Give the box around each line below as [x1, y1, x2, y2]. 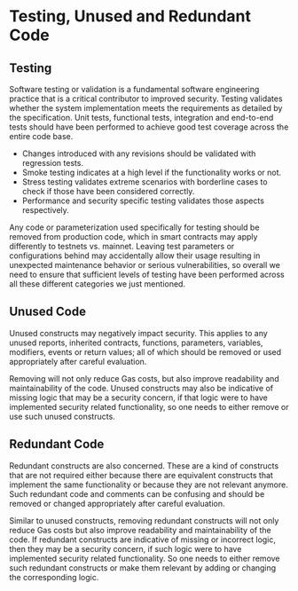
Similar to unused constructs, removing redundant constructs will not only [9, 515, 279, 525]
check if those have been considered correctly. [21, 186, 195, 196]
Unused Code [9, 304, 87, 319]
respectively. [21, 205, 69, 215]
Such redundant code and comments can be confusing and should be [9, 488, 265, 499]
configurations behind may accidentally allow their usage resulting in [9, 250, 261, 261]
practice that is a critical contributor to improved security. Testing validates [9, 93, 283, 104]
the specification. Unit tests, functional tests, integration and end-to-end [9, 113, 274, 122]
